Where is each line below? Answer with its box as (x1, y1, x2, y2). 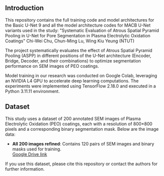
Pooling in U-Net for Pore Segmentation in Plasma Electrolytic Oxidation (5, 32, 151, 38)
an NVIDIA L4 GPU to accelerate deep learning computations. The (5, 78, 139, 84)
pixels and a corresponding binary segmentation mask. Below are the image (5, 126, 159, 132)
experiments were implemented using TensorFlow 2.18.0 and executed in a (5, 83, 156, 89)
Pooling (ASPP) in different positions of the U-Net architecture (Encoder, (5, 53, 151, 59)
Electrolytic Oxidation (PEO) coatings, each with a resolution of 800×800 (5, 120, 153, 127)
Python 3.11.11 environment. (5, 88, 60, 94)
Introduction (5, 4, 44, 12)
